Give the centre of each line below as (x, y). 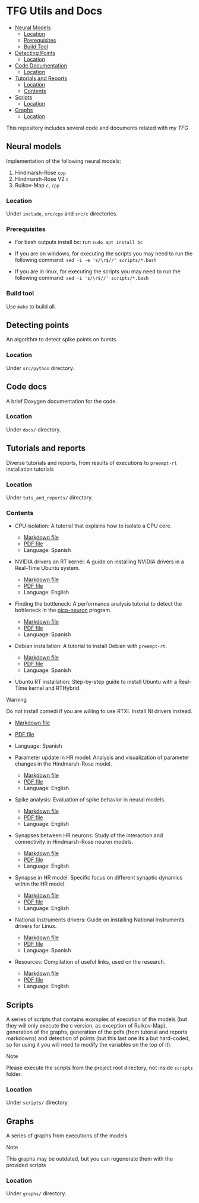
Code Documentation (41, 65)
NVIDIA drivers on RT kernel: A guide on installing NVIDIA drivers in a (99, 562)
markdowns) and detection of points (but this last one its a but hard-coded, (98, 1038)
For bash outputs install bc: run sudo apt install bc (79, 242)
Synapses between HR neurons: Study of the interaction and (89, 835)
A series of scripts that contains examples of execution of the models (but (97, 1019)
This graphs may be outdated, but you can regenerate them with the (90, 1159)
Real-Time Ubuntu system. (47, 568)
